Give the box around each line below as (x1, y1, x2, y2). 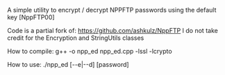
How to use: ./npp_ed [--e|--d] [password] (7, 61, 130, 68)
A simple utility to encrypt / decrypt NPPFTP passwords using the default (7, 6, 217, 14)
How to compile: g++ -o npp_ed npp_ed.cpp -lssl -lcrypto (7, 47, 172, 55)
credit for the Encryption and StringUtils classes (7, 34, 144, 42)
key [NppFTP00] (7, 13, 55, 21)
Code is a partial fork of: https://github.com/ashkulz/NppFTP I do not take (7, 27, 219, 34)
